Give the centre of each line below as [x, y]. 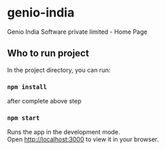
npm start [23, 118]
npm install [27, 87]
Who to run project [48, 53]
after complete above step [44, 101]
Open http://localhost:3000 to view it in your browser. [83, 140]
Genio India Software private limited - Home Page [77, 32]
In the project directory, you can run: [59, 69]
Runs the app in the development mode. [64, 132]
